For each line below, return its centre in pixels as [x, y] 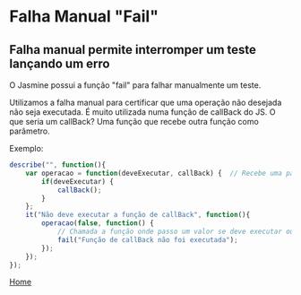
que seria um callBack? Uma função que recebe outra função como [134, 121]
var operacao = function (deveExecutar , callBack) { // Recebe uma [154, 173]
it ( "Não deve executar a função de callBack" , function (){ [138, 215]
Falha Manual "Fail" [84, 17]
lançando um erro [60, 63]
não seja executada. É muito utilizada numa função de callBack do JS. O [142, 112]
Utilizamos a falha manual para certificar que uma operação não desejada [146, 102]
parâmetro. [30, 131]
